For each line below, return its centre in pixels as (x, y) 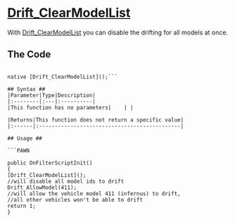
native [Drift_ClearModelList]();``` (63, 77)
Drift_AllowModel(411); (42, 188)
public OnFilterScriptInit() (50, 163)
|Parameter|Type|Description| (52, 95)
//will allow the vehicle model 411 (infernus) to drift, (94, 194)
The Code (29, 54)
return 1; (22, 206)
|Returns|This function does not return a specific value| (96, 120)
